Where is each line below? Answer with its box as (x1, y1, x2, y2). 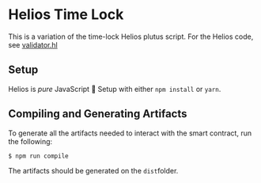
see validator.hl (8, 40, 58, 49)
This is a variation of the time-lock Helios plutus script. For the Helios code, (8, 32, 254, 41)
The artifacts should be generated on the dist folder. (8, 166, 179, 175)
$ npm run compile (8, 152, 69, 160)
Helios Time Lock (8, 6, 124, 24)
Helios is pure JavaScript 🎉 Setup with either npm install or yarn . (8, 84, 221, 93)
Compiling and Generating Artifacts (8, 107, 187, 120)
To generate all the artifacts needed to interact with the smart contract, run (8, 128, 252, 138)
